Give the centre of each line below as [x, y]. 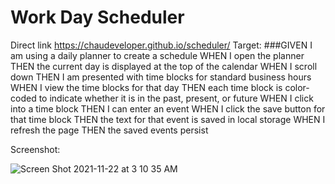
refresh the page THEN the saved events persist [109, 130]
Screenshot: [35, 149]
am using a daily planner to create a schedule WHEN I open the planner [157, 55]
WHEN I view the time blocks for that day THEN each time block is [146, 87]
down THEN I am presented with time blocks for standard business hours [161, 77]
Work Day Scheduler [97, 17]
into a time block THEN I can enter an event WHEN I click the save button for [168, 108]
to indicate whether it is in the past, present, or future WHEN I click [176, 98]
